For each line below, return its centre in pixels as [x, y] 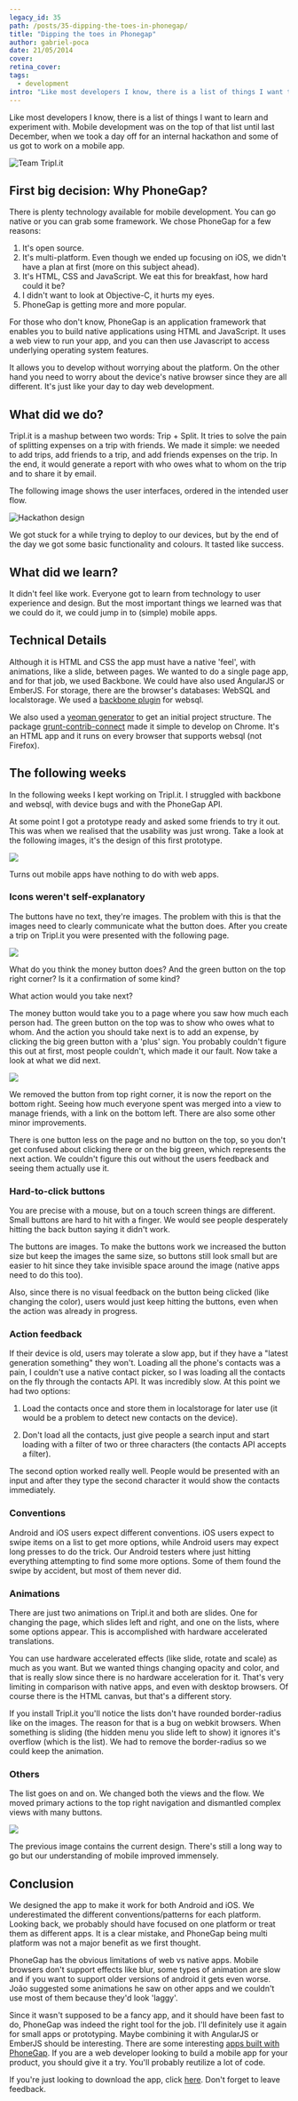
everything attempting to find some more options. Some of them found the [145, 1560]
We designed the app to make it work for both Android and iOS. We [132, 1905]
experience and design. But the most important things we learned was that [145, 603]
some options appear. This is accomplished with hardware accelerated [138, 1632]
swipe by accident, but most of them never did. [95, 1570]
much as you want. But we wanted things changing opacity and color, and [144, 1668]
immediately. [32, 1490]
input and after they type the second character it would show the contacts [145, 1480]
